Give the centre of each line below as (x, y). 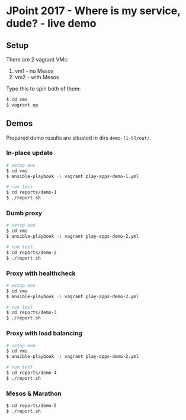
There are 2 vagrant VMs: (37, 59)
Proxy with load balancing (44, 334)
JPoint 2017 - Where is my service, (93, 11)
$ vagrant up (22, 105)
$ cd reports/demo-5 (32, 406)
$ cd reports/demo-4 (32, 373)
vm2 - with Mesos (37, 77)
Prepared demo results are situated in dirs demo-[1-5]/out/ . (79, 138)
